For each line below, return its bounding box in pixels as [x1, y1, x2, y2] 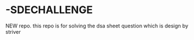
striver [5, 28, 21, 35]
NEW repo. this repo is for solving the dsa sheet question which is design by [5, 22, 189, 29]
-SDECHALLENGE [5, 3, 93, 17]
